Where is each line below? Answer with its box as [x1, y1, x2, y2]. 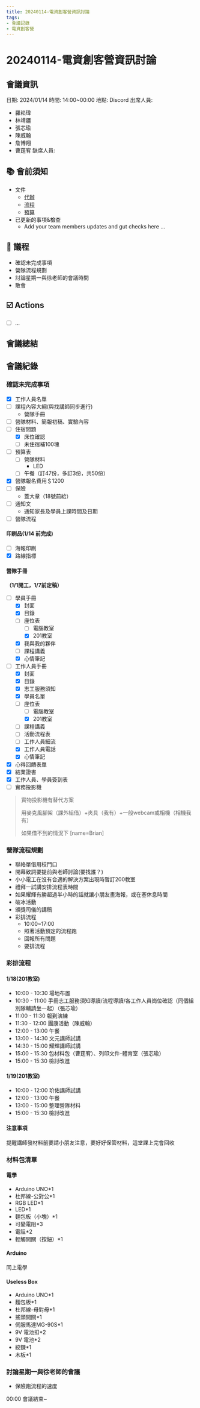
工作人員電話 [23, 746, 56, 753]
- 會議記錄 [6, 20, 30, 26]
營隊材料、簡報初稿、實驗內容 [14, 418, 89, 425]
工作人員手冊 [14, 662, 47, 670]
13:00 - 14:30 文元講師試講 [14, 1035, 81, 1042]
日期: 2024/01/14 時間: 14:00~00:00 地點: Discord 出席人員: [6, 96, 153, 104]
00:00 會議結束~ [6, 1395, 47, 1403]
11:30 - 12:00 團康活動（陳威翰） [14, 1020, 95, 1027]
